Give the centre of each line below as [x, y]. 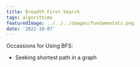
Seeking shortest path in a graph [56, 57]
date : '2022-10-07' [31, 29]
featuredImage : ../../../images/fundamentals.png [70, 23]
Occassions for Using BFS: [40, 46]
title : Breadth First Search [43, 12]
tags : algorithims [29, 18]
